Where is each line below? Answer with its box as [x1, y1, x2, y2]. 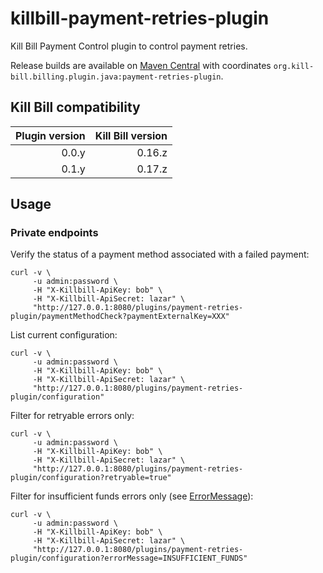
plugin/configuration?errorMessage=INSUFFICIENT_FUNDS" [10, 553, 248, 564]
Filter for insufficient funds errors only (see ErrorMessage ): [10, 490, 254, 502]
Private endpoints [10, 226, 99, 240]
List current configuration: [10, 329, 118, 341]
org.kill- [273, 61, 315, 71]
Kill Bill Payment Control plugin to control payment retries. [10, 40, 248, 52]
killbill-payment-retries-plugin [10, 7, 270, 30]
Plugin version [15, 128, 86, 142]
